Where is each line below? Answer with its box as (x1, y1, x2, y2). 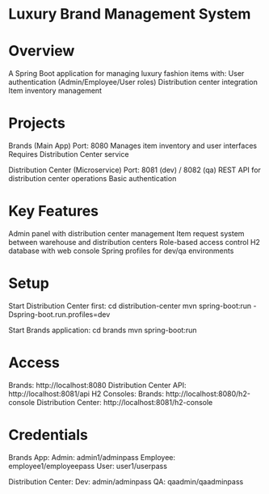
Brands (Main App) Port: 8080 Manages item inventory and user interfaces (8, 141, 257, 150)
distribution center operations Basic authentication (8, 174, 177, 184)
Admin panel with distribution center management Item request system (8, 229, 245, 239)
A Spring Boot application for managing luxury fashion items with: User (8, 69, 245, 78)
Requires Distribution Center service (8, 150, 129, 159)
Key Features (8, 202, 99, 221)
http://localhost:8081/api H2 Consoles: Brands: (8, 389, 164, 399)
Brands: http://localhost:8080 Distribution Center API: (8, 380, 187, 390)
